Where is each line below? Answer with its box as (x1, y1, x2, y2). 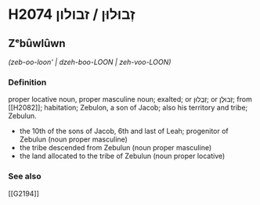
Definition (8, 77, 47, 88)
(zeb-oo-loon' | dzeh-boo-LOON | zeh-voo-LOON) (8, 57, 172, 67)
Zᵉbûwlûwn (8, 37, 66, 50)
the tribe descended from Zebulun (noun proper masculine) (19, 143, 212, 153)
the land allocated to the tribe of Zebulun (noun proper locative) (19, 151, 226, 161)
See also (8, 171, 42, 182)
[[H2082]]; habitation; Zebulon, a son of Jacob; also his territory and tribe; (8, 103, 248, 113)
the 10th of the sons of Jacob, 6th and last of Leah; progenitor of (19, 127, 229, 136)
